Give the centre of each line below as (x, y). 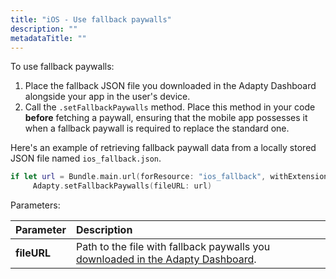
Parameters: (35, 205)
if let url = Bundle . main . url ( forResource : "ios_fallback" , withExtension (169, 177)
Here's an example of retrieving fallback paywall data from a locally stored (163, 148)
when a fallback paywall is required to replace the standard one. (157, 128)
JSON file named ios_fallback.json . (86, 158)
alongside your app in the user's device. (107, 97)
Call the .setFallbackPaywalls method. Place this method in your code (170, 107)
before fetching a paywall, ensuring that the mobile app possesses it (166, 118)
